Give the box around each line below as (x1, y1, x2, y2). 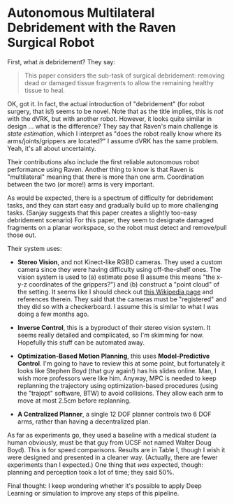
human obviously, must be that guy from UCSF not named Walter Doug (7, 438, 212, 447)
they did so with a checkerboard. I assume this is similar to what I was (17, 302, 219, 310)
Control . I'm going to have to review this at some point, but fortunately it (17, 359, 226, 368)
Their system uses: (7, 244, 62, 252)
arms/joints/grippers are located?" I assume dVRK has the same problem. (7, 136, 219, 145)
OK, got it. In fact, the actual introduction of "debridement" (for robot (7, 99, 205, 108)
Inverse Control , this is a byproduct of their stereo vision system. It (17, 323, 211, 331)
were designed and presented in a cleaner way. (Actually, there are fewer (7, 453, 218, 461)
